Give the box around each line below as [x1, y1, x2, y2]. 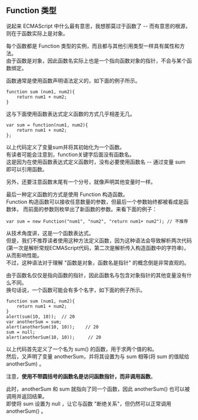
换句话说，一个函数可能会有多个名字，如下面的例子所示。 [6, 286, 146, 294]
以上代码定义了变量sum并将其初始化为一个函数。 [6, 144, 125, 151]
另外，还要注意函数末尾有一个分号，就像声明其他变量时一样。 [6, 178, 156, 185]
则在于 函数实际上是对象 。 [6, 30, 68, 37]
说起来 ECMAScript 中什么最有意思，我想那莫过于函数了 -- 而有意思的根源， [6, 22, 191, 30]
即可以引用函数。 [6, 165, 48, 172]
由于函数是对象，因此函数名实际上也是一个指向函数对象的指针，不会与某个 [6, 57, 187, 64]
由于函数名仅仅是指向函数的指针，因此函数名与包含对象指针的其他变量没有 [6, 271, 187, 279]
